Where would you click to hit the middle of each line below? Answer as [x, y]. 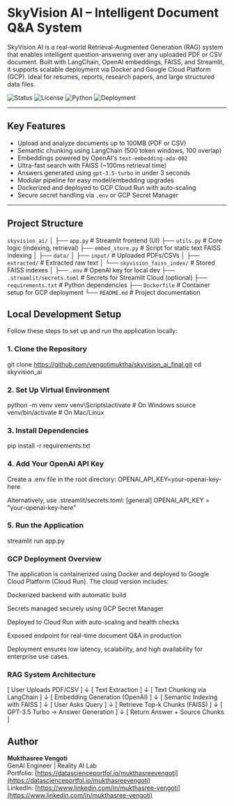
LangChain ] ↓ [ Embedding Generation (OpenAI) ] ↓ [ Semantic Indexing [112, 697]
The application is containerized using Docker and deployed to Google [108, 574]
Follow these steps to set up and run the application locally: [92, 331]
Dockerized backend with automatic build [67, 595]
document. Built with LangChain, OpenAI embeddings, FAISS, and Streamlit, [116, 61]
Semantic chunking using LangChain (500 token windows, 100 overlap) [119, 150]
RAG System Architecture [52, 675]
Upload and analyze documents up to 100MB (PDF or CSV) [102, 143]
